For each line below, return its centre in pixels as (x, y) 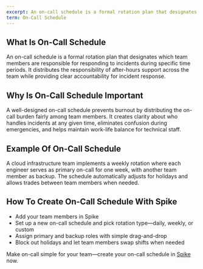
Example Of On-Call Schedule (64, 149)
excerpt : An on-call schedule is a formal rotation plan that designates (102, 12)
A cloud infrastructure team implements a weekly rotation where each (94, 163)
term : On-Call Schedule (36, 18)
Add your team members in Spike (57, 216)
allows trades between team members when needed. (73, 183)
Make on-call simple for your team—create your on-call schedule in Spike (98, 254)
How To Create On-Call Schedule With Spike (92, 202)
